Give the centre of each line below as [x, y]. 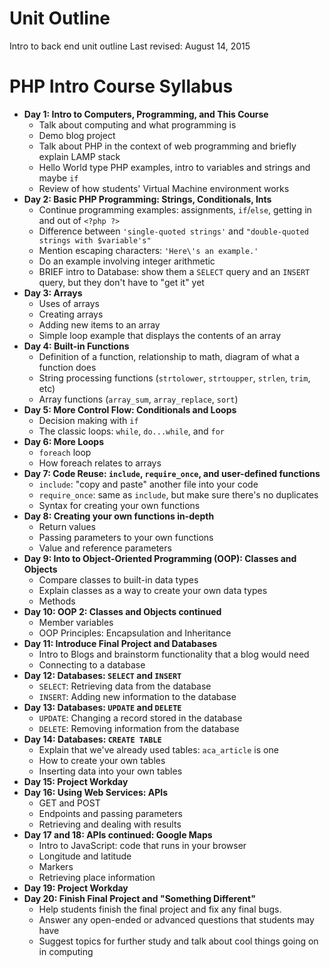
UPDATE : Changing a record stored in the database [140, 718]
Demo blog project [77, 135]
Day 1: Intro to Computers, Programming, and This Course [146, 114]
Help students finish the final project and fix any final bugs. [160, 909]
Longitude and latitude [85, 856]
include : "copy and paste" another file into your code [148, 484]
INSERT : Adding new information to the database [137, 696]
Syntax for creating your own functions [119, 505]
